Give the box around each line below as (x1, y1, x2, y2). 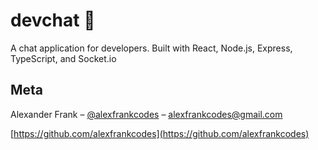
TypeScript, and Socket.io (10, 52, 117, 64)
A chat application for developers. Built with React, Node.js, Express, (10, 42, 293, 54)
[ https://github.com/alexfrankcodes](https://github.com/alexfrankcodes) (10, 127, 310, 139)
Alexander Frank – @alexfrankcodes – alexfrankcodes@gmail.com (10, 108, 283, 120)
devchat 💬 (10, 9, 96, 32)
